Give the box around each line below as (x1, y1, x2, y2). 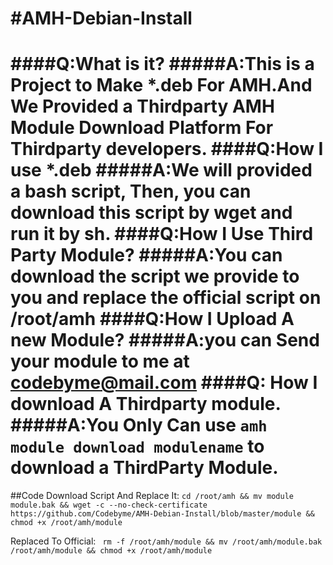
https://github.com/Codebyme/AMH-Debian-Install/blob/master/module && (10, 509, 315, 519)
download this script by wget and (10, 202, 293, 224)
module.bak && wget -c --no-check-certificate (10, 500, 208, 511)
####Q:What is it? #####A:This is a (10, 53, 315, 76)
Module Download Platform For (10, 117, 274, 139)
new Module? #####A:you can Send (10, 329, 320, 352)
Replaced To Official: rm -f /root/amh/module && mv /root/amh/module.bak (10, 535, 323, 547)
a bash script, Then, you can (10, 180, 252, 203)
